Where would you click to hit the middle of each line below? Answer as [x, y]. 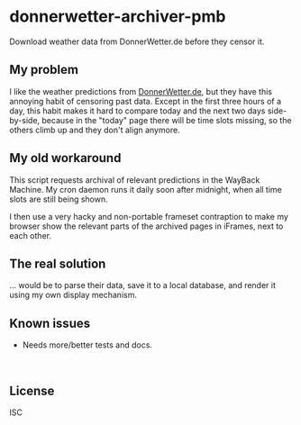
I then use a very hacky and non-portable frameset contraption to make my [149, 216]
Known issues [50, 323]
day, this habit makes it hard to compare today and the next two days [137, 111]
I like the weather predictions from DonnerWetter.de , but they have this [141, 91]
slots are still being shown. [59, 199]
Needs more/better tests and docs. [87, 345]
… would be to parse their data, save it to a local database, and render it [143, 285]
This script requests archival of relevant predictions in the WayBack [135, 180]
